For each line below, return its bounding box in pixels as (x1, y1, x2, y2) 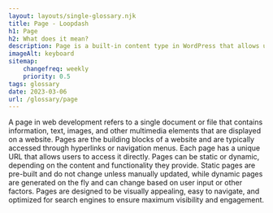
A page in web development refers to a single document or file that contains (8, 117, 263, 127)
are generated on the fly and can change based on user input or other (8, 178, 242, 188)
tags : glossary (8, 80, 60, 88)
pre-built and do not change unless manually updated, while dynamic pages (8, 169, 263, 179)
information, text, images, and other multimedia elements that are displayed (8, 126, 262, 136)
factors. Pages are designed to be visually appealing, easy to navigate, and (8, 186, 260, 196)
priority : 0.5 (23, 72, 71, 80)
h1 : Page (8, 27, 38, 35)
